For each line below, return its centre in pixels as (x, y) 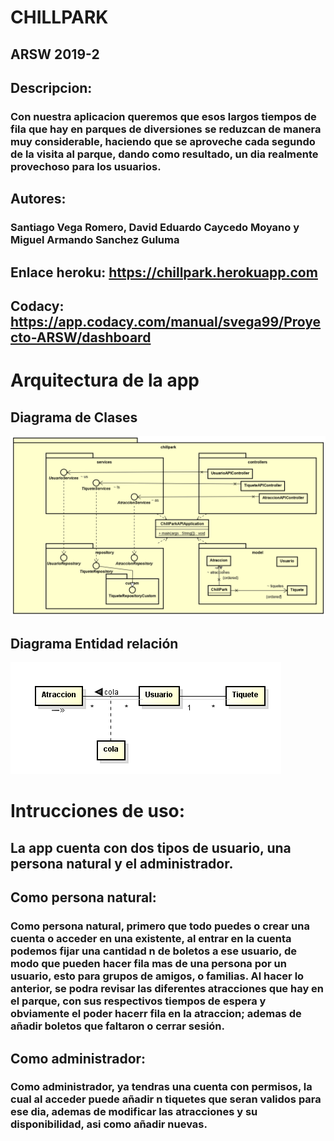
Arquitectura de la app (105, 380)
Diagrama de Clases (74, 417)
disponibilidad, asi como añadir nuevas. (109, 1124)
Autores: (38, 199)
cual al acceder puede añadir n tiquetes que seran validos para (166, 1099)
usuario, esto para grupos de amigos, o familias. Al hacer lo (157, 976)
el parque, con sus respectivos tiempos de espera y (138, 1001)
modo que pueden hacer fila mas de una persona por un (148, 964)
